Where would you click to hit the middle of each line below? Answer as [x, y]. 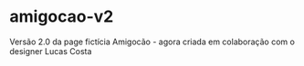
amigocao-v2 [62, 17]
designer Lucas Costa [51, 51]
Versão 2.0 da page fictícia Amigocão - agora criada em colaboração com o [152, 42]
